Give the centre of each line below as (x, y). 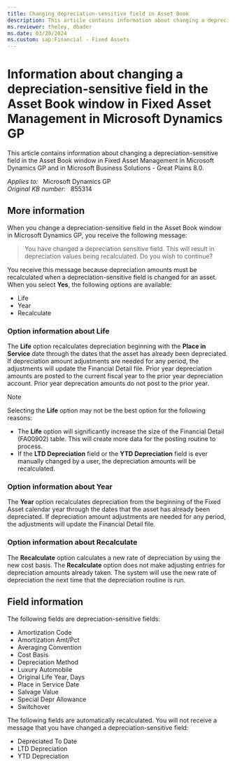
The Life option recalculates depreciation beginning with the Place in (107, 346)
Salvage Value (38, 691)
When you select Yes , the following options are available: (90, 285)
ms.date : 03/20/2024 (37, 33)
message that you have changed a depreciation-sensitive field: (98, 727)
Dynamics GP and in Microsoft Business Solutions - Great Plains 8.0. (106, 168)
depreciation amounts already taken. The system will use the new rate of (112, 572)
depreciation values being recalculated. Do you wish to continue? (119, 256)
